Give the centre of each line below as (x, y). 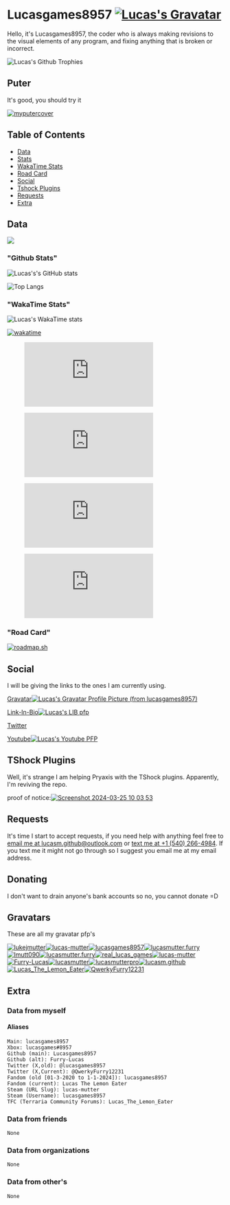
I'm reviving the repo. (37, 784)
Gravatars (29, 917)
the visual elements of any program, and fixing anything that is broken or (110, 41)
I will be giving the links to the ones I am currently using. (87, 686)
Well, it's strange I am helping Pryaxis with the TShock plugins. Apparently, (113, 777)
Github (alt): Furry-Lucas (46, 1059)
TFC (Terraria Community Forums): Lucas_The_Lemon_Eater (90, 1101)
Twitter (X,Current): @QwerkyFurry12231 (66, 1072)
